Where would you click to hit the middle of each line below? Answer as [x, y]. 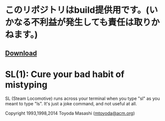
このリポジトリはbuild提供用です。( [77, 10]
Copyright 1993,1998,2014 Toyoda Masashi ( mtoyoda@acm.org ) [70, 113]
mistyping [26, 85]
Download [21, 53]
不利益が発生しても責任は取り [91, 22]
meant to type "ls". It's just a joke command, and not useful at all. [71, 103]
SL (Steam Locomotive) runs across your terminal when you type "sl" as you [82, 98]
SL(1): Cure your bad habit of [65, 74]
